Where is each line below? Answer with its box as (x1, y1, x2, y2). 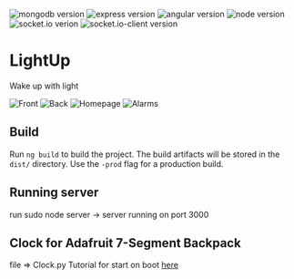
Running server (9, 185, 99, 201)
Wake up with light (9, 80, 79, 91)
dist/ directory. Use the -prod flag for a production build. (9, 158, 224, 169)
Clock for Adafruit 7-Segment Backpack (9, 235, 241, 251)
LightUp (9, 50, 71, 71)
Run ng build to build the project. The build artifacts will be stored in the (9, 149, 280, 160)
